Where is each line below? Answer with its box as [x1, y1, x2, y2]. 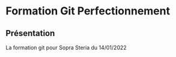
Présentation [5, 28, 55, 38]
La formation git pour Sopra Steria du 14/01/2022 [5, 44, 127, 51]
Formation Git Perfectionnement [5, 4, 171, 18]
